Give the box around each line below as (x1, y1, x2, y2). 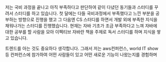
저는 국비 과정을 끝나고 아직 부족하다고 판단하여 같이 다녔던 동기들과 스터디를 (5, 4, 154, 10)
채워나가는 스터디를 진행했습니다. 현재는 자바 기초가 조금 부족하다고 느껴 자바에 (5, 23, 158, 29)
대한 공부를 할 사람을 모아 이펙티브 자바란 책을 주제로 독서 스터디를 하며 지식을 (5, 29, 156, 34)
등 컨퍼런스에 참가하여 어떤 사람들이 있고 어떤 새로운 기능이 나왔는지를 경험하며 (5, 52, 158, 58)
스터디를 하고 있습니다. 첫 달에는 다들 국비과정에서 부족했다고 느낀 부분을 (14, 10, 155, 16)
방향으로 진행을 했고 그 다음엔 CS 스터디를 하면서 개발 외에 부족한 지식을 (18, 17, 158, 22)
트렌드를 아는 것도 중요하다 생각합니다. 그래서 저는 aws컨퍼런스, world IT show (5, 46, 159, 51)
